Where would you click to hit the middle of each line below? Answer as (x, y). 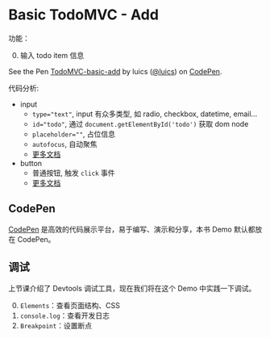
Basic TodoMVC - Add (84, 15)
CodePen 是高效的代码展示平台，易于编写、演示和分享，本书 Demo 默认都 (132, 229)
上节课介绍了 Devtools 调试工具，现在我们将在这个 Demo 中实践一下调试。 (132, 288)
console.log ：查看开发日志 (65, 315)
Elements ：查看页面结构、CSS (70, 305)
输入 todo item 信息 (52, 55)
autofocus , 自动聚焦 (65, 144)
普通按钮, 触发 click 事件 (73, 173)
